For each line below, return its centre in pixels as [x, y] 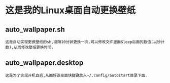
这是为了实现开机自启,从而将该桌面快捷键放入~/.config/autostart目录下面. [76, 75]
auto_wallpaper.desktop [44, 63]
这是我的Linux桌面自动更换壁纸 [71, 10]
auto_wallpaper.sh [35, 29]
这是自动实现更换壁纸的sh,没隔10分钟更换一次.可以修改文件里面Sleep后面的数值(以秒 [83, 42]
